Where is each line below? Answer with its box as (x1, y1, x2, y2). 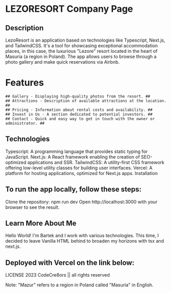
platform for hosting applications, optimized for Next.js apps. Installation (5, 170, 158, 176)
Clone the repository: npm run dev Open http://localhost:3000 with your (5, 199, 158, 205)
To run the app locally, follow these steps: (5, 185, 142, 194)
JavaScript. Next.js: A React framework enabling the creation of (5, 153, 140, 160)
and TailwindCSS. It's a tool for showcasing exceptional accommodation (5, 43, 158, 49)
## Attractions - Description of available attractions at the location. (5, 98, 167, 103)
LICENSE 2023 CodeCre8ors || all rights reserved (5, 272, 110, 278)
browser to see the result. (5, 204, 60, 210)
